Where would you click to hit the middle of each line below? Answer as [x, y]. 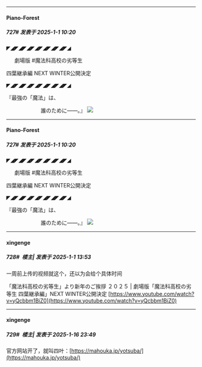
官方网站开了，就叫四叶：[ [39, 351]
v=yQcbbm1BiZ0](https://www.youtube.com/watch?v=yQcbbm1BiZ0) [92, 300]
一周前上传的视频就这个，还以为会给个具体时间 [64, 273]
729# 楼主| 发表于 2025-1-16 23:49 [51, 334]
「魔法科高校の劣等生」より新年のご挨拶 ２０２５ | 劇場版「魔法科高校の [96, 286]
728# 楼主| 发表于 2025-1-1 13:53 [49, 257]
